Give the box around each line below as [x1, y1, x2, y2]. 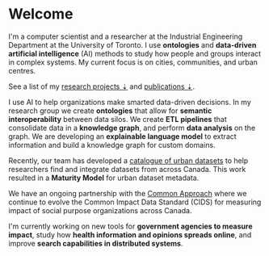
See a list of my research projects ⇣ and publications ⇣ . [8, 82, 195, 91]
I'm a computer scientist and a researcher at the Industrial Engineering [8, 31, 243, 41]
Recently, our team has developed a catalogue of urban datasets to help [8, 155, 249, 166]
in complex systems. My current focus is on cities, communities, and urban [8, 57, 258, 67]
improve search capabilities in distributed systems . [8, 238, 183, 248]
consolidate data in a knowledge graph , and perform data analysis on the [8, 123, 256, 132]
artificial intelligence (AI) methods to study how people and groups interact [8, 48, 261, 58]
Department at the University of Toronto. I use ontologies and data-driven [8, 40, 257, 49]
